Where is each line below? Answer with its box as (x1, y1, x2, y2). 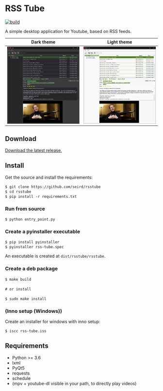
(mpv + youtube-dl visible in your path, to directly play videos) (12, 380, 137, 386)
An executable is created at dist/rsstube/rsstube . (5, 253, 106, 259)
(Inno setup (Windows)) (5, 307, 62, 314)
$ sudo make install (5, 296, 47, 301)
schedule (12, 375, 31, 381)
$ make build (5, 277, 32, 282)
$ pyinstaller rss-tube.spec (5, 245, 64, 250)
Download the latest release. (5, 148, 62, 153)
